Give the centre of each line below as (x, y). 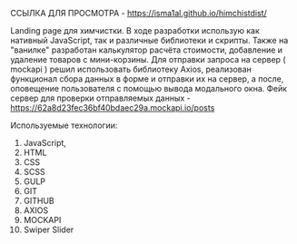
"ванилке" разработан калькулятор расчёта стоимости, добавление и (147, 50)
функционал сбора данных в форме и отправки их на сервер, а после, (147, 79)
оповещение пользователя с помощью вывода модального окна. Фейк (149, 88)
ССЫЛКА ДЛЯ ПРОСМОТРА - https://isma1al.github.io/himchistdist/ (139, 13)
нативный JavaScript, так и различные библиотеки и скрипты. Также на (149, 40)
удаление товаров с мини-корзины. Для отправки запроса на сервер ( (148, 59)
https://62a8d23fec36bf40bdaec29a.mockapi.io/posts (113, 107)
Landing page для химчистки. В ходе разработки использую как (135, 30)
